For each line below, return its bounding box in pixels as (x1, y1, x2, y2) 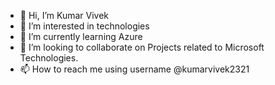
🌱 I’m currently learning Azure (19, 31, 143, 42)
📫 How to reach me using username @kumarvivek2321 (19, 63, 250, 75)
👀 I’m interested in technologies (19, 20, 150, 32)
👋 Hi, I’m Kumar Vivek (19, 10, 110, 21)
